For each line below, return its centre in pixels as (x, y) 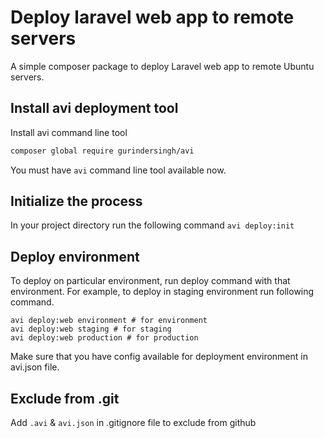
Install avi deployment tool (94, 108)
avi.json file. (35, 367)
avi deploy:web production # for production (104, 338)
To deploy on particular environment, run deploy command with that (150, 281)
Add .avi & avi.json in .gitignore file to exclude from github (133, 423)
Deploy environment (75, 256)
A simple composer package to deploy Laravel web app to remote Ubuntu (162, 66)
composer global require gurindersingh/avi (102, 151)
